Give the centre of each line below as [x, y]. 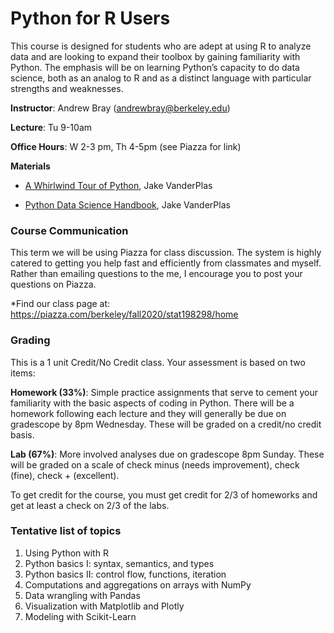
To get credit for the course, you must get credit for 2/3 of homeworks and [164, 494]
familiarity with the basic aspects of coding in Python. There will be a [152, 403]
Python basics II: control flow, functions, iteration [125, 574]
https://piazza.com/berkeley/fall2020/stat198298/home [124, 314]
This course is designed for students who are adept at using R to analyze [161, 46]
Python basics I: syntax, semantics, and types [119, 563]
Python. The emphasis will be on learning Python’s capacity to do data [155, 67]
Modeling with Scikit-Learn [80, 616]
